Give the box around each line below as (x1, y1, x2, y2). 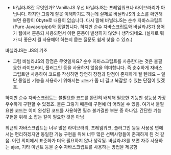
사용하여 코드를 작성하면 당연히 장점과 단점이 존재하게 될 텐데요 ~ (30, 71, 160, 77)
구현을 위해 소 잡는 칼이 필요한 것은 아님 (5, 114, 84, 120)
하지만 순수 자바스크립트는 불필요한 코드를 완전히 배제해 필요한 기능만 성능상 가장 (5, 95, 166, 101)
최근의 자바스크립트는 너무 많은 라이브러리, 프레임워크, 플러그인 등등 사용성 (5, 125, 154, 130)
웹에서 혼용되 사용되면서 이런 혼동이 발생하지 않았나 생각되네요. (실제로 (18, 30, 159, 36)
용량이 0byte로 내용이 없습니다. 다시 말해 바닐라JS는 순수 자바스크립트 (22, 17, 162, 23)
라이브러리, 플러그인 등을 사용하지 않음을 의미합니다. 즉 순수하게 (22, 64, 149, 71)
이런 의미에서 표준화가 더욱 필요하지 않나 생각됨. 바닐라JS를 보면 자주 (12, 138, 150, 143)
